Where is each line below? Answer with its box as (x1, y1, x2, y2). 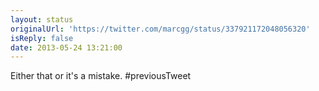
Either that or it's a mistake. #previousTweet (10, 70, 192, 82)
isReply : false (10, 33, 74, 43)
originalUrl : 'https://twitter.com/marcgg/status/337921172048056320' (10, 24, 311, 34)
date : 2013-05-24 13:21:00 (10, 42, 123, 53)
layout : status (10, 14, 74, 25)
